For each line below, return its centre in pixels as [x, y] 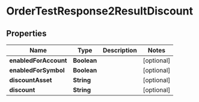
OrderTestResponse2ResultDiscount [100, 11]
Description [120, 50]
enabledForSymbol [37, 70]
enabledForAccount [38, 60]
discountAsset [31, 80]
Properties [26, 33]
